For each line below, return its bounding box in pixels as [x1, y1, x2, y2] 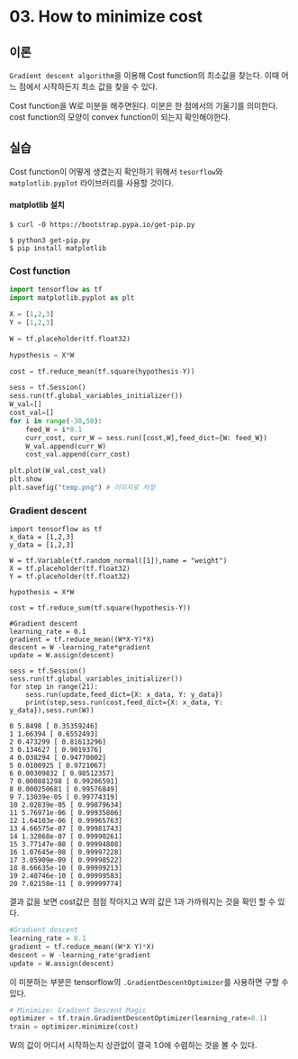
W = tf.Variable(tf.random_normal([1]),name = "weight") [9, 557, 228, 566]
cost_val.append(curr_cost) [25, 450, 131, 459]
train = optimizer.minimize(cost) [9, 1022, 140, 1032]
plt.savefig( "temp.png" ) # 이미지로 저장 [9, 484, 156, 493]
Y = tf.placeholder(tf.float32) [9, 572, 131, 582]
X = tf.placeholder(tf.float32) [9, 565, 131, 574]
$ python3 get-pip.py [9, 236, 91, 245]
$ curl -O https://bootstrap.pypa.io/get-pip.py [9, 221, 195, 230]
